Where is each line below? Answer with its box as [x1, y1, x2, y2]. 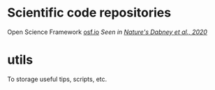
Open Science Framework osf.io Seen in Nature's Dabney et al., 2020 [7, 28, 208, 36]
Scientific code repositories [7, 5, 172, 21]
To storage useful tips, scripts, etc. [7, 75, 107, 83]
